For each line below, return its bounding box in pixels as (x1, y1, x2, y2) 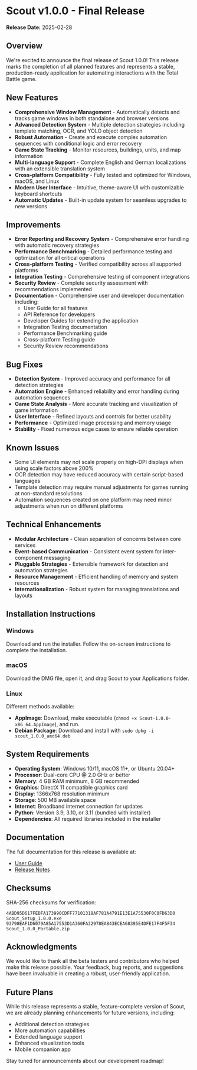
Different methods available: (6, 703, 75, 710)
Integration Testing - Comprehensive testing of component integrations (14, 273, 191, 281)
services (14, 542, 36, 549)
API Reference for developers (23, 311, 96, 318)
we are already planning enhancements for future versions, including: (6, 1009, 175, 1016)
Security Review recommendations (23, 342, 109, 350)
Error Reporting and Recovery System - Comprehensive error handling (14, 236, 189, 243)
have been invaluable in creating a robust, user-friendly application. (6, 970, 170, 977)
